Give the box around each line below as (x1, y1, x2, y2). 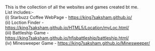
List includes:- (5, 9, 34, 15)
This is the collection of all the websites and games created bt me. (5, 4, 139, 10)
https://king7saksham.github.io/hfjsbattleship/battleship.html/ (5, 35, 129, 41)
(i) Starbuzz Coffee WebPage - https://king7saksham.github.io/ (5, 15, 132, 20)
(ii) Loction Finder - (5, 19, 44, 25)
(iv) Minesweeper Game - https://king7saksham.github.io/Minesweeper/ (5, 40, 150, 46)
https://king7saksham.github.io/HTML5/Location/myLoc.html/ (5, 25, 130, 31)
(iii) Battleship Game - (5, 30, 49, 35)
